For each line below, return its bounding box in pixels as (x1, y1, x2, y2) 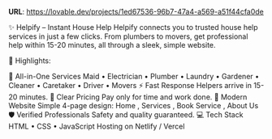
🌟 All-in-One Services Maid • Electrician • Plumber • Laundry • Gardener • (8, 72, 260, 81)
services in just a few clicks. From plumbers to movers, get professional (8, 32, 248, 41)
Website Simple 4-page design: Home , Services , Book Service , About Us (8, 101, 259, 110)
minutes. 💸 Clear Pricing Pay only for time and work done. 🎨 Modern (19, 92, 248, 102)
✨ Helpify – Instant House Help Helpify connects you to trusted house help (8, 23, 258, 32)
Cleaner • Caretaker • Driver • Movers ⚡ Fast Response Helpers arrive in (8, 81, 252, 90)
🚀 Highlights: (8, 56, 51, 65)
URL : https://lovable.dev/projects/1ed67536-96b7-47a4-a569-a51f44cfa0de (8, 7, 264, 16)
